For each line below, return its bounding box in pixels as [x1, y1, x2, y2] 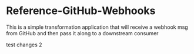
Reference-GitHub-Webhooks [6, 4, 156, 18]
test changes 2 [6, 41, 42, 48]
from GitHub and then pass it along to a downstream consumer [6, 29, 159, 36]
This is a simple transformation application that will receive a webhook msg [6, 23, 188, 31]
